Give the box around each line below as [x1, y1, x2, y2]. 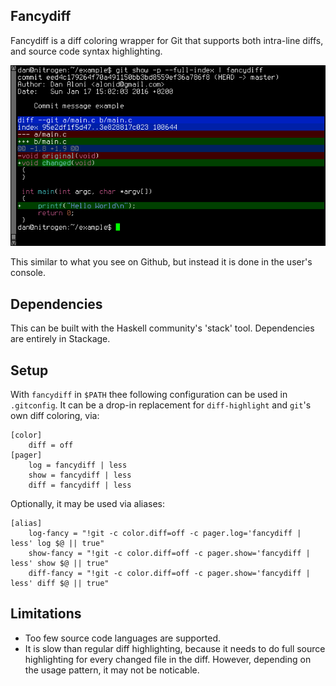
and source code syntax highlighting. [10, 45, 163, 57]
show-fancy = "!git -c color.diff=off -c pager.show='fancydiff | [28, 549, 311, 559]
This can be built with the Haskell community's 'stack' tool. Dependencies [10, 322, 315, 334]
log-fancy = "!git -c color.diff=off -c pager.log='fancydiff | [28, 529, 302, 539]
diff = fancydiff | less [28, 480, 132, 491]
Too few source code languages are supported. [24, 632, 222, 644]
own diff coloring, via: [10, 410, 100, 422]
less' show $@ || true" [10, 559, 110, 569]
